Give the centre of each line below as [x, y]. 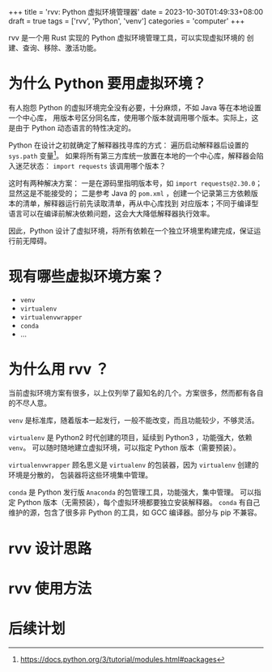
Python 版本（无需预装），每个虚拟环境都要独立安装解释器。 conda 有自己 [139, 503]
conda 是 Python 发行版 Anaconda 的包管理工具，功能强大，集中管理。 [123, 492]
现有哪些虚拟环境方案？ [87, 276]
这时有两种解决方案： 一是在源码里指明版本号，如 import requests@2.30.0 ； [136, 183]
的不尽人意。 [30, 403]
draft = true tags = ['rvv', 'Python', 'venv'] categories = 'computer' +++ [127, 21]
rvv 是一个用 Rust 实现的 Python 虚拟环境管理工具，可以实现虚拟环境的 [127, 38]
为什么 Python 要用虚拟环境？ [108, 84]
